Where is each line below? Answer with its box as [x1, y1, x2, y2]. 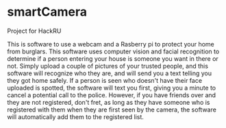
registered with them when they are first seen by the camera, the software [7, 105, 217, 114]
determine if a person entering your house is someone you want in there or [7, 54, 219, 62]
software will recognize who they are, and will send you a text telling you [7, 69, 212, 77]
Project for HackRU [7, 27, 62, 35]
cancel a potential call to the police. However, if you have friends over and [7, 90, 216, 99]
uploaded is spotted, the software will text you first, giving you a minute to [7, 84, 216, 92]
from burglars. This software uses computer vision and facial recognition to [7, 47, 220, 55]
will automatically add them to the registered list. [7, 112, 144, 120]
